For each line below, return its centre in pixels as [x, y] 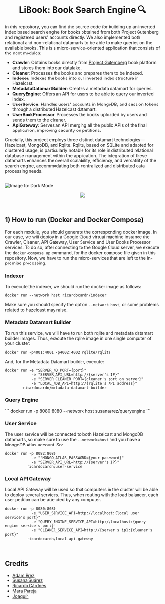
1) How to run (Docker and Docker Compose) [74, 220]
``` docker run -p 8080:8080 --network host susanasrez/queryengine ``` [78, 411]
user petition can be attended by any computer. [53, 500]
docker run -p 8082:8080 [30, 453]
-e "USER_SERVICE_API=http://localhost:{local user [85, 513]
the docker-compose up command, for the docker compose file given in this [80, 252]
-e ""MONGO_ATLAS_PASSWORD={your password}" [78, 458]
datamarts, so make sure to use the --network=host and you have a [73, 439]
